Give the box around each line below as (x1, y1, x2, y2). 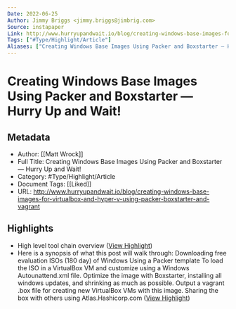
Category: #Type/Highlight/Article (17, 172, 116, 180)
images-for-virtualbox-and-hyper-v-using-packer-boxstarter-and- (17, 195, 210, 203)
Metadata (7, 131, 51, 143)
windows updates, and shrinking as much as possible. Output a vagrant (17, 279, 225, 287)
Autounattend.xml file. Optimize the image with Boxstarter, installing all (17, 271, 223, 279)
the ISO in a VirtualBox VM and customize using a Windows (17, 263, 190, 272)
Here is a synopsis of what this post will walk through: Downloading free (17, 248, 227, 257)
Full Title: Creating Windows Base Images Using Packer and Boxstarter (17, 158, 223, 165)
